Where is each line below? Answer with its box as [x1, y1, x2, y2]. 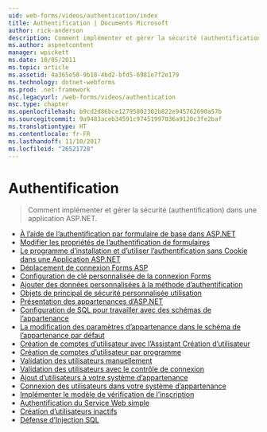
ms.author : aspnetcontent [8, 41, 94, 49]
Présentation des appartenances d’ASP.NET [19, 297, 164, 306]
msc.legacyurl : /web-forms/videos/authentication [8, 93, 176, 101]
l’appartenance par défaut [19, 331, 105, 341]
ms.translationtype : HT [8, 123, 87, 130]
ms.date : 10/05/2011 [8, 56, 77, 64]
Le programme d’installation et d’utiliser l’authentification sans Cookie [19, 246, 248, 255]
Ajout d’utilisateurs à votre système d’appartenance [19, 373, 188, 383]
